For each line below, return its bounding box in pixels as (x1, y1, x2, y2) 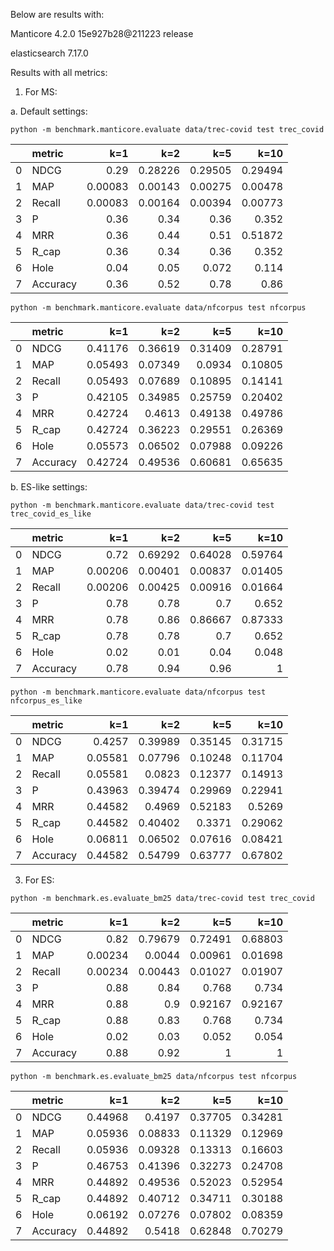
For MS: (24, 86, 58, 98)
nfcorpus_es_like (10, 696, 83, 706)
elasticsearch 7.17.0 (10, 47, 89, 59)
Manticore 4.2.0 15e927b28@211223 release (10, 28, 194, 39)
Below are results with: (10, 9, 105, 20)
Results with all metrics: (10, 67, 108, 78)
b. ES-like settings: (10, 481, 88, 493)
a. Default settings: (10, 105, 88, 117)
